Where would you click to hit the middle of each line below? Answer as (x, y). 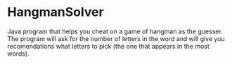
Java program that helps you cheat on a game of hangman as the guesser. (115, 31)
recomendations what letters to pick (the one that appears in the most (108, 46)
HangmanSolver (56, 12)
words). (18, 54)
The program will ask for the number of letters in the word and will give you (116, 38)
